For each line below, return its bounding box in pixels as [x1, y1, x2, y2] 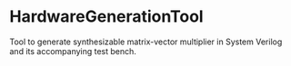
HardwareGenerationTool [9, 6, 204, 27]
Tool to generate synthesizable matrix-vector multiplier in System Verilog [9, 36, 283, 47]
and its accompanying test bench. [9, 45, 136, 56]
